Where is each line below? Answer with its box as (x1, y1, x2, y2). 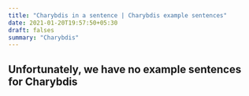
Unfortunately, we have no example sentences (8, 62, 242, 76)
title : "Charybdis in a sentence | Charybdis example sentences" (8, 11, 227, 20)
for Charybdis (8, 75, 78, 88)
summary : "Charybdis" (8, 33, 80, 42)
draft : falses (8, 26, 55, 34)
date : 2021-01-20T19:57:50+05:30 (8, 19, 118, 27)
